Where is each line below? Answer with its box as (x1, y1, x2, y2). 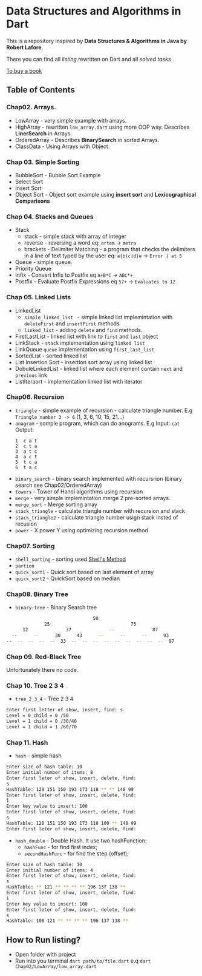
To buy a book (6, 67, 42, 74)
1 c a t (15, 438, 37, 444)
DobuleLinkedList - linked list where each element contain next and (15, 365, 183, 372)
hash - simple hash (15, 752, 62, 759)
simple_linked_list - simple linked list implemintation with (24, 313, 173, 320)
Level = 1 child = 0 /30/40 (6, 718, 77, 725)
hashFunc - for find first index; (24, 843, 98, 850)
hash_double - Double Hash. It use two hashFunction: (15, 836, 147, 844)
